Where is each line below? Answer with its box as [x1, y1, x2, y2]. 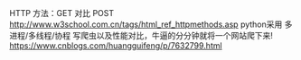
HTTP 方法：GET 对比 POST [9, 8, 115, 18]
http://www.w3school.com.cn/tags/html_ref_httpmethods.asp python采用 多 [9, 19, 293, 30]
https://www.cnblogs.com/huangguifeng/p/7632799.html [9, 40, 223, 51]
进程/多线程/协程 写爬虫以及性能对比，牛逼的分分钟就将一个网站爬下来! [9, 30, 274, 40]
